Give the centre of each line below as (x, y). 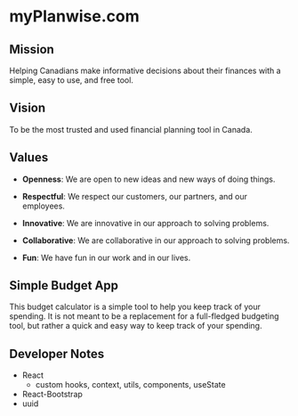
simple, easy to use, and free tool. (71, 80)
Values (29, 158)
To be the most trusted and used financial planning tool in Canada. (131, 129)
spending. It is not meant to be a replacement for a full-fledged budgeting (144, 316)
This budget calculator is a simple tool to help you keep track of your (135, 307)
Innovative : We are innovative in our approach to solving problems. (145, 223)
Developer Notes (57, 354)
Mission (32, 49)
